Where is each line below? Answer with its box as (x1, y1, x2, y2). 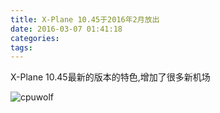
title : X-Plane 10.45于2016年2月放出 (10, 14, 160, 25)
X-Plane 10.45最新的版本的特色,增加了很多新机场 (10, 71, 211, 83)
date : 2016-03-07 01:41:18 (10, 24, 123, 34)
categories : (10, 33, 60, 43)
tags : (10, 42, 33, 53)
